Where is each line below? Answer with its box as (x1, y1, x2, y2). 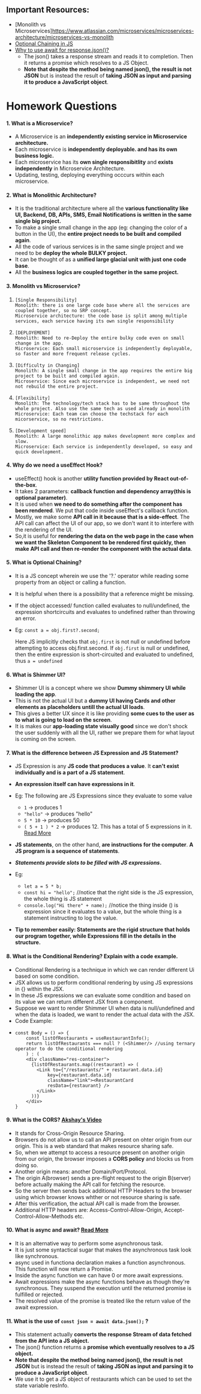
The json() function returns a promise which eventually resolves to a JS (14, 1343, 195, 1351)
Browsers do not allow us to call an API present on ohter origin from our (14, 1136, 192, 1143)
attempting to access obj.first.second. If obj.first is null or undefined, (14, 645, 190, 652)
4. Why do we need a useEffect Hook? (6, 461, 103, 468)
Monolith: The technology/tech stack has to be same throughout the (14, 400, 190, 407)
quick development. (14, 449, 64, 455)
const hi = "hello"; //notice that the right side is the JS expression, (23, 889, 194, 896)
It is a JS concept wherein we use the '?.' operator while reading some (14, 573, 189, 580)
